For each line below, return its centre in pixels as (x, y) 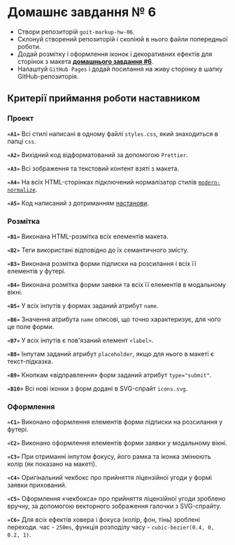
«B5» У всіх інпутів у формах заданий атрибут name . (83, 305)
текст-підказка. (30, 361)
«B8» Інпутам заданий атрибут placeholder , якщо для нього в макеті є (111, 354)
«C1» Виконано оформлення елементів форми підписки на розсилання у (115, 422)
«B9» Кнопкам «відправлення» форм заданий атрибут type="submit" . (109, 375)
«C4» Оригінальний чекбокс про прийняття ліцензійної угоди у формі (109, 478)
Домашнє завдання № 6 (81, 12)
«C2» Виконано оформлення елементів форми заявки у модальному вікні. (117, 443)
